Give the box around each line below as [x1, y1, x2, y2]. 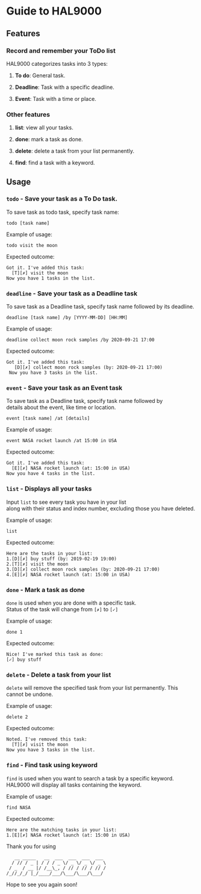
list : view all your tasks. [14, 124, 73, 131]
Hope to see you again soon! [6, 881, 78, 888]
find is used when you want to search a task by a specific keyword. [6, 774, 175, 782]
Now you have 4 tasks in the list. [6, 471, 96, 477]
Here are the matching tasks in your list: [6, 826, 117, 833]
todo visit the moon [6, 242, 58, 248]
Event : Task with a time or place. [14, 95, 96, 102]
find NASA [6, 805, 31, 811]
